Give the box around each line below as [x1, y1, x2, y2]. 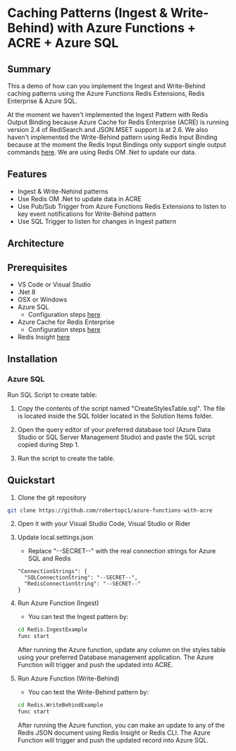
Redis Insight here [17, 333, 70, 342]
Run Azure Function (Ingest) [17, 599, 99, 608]
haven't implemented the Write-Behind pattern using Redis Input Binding [7, 133, 218, 141]
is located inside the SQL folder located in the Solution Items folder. [17, 411, 213, 420]
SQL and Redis [27, 554, 72, 563]
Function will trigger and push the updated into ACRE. [17, 661, 173, 669]
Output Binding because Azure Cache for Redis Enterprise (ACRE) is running [7, 118, 229, 126]
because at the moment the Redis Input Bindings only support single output [7, 140, 227, 149]
